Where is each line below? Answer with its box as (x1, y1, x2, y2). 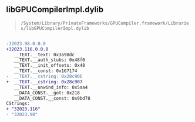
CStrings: (6, 101, 31, 107)
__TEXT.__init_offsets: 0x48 (14, 63, 85, 69)
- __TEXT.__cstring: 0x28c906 (6, 73, 83, 80)
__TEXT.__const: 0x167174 (14, 68, 78, 74)
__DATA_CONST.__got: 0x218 (14, 90, 80, 96)
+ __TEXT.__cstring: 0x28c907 (6, 79, 83, 84)
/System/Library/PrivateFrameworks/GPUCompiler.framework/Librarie (20, 20, 189, 26)
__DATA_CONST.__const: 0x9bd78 (14, 95, 91, 101)
